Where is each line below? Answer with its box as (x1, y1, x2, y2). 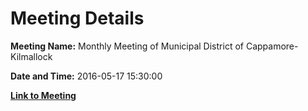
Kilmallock (10, 50, 53, 62)
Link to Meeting (10, 89, 77, 101)
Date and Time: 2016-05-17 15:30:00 (10, 70, 163, 82)
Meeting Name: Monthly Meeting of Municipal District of (10, 40, 244, 52)
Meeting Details (10, 7, 145, 30)
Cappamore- (245, 40, 299, 52)
